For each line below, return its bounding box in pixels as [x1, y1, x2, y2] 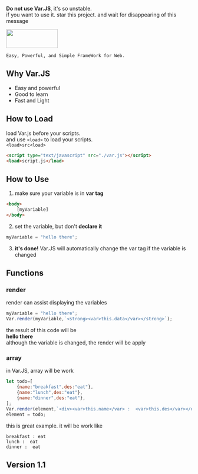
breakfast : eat [6, 433, 46, 439]
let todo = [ [6, 379, 33, 384]
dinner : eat [6, 444, 41, 450]
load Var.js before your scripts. [6, 130, 81, 137]
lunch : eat [6, 439, 38, 445]
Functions [6, 268, 44, 279]
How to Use [6, 174, 49, 184]
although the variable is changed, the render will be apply [6, 339, 146, 346]
